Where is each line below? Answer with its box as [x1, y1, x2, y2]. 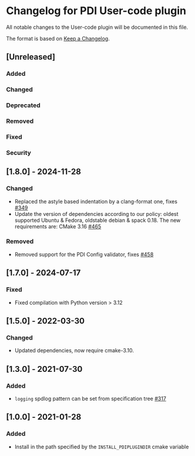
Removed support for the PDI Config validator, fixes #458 [14, 251, 154, 258]
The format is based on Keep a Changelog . [6, 35, 110, 42]
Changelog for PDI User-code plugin [6, 4, 187, 18]
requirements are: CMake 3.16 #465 [14, 222, 102, 230]
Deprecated [6, 101, 41, 109]
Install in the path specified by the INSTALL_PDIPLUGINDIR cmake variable [14, 443, 189, 450]
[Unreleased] [6, 52, 56, 62]
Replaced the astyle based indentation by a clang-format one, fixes [14, 198, 178, 205]
